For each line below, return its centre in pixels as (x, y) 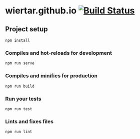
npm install (17, 40)
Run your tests (23, 99)
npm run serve (20, 63)
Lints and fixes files (29, 121)
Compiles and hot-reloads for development (59, 53)
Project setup (27, 29)
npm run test (19, 109)
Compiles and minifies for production (51, 76)
